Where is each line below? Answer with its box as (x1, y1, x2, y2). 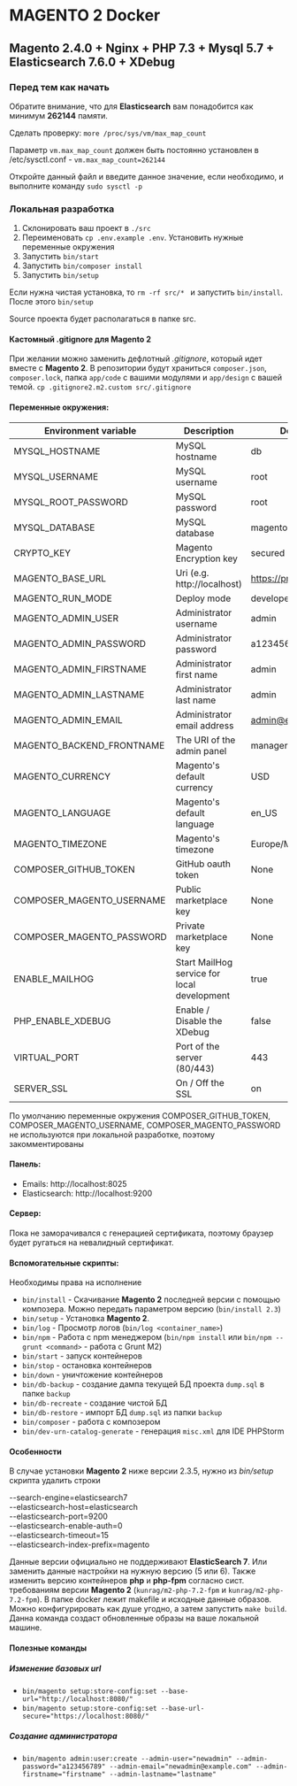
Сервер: (9, 1208, 42, 1219)
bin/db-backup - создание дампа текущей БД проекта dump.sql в (21, 1379, 265, 1390)
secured (250, 546, 286, 558)
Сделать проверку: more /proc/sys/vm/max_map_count (9, 127, 207, 138)
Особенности (9, 1446, 62, 1457)
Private (175, 920, 205, 932)
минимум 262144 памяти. (9, 110, 109, 120)
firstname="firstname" (21, 1769, 106, 1779)
